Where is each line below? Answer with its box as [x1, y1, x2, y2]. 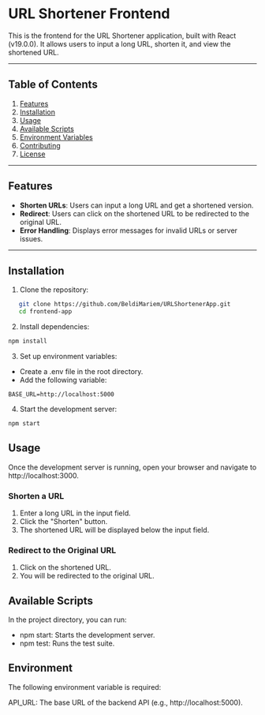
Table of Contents [8, 78, 99, 92]
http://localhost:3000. [8, 470, 79, 480]
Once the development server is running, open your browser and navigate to [8, 462, 257, 472]
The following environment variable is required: [8, 682, 162, 691]
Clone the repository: [19, 285, 89, 294]
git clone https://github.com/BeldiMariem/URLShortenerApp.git [18, 301, 231, 309]
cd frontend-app [18, 308, 73, 316]
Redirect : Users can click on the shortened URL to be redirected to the [19, 208, 250, 218]
